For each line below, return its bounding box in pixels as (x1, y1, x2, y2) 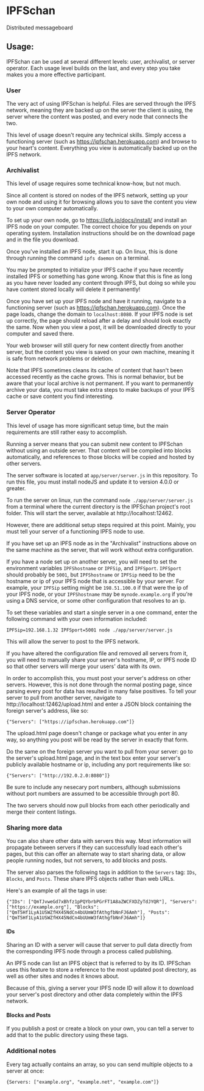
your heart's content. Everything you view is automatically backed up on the (6, 144, 197, 152)
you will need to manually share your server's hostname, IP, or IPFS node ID (6, 656, 197, 663)
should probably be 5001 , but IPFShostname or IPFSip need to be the (6, 571, 175, 578)
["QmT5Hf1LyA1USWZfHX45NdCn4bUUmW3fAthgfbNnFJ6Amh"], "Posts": (6, 909, 171, 916)
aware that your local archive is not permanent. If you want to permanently (6, 380, 194, 387)
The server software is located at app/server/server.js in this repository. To (6, 471, 198, 479)
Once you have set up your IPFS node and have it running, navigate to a (6, 298, 186, 305)
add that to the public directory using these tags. (6, 1031, 129, 1039)
